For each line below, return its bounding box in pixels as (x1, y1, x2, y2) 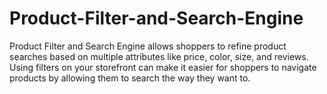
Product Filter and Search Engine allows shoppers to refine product (9, 40, 287, 52)
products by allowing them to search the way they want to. (9, 72, 251, 84)
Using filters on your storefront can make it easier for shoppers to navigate (9, 61, 317, 73)
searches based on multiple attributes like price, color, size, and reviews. (9, 50, 309, 62)
